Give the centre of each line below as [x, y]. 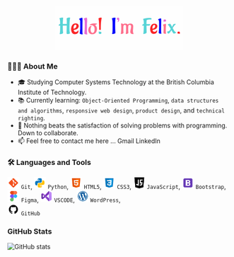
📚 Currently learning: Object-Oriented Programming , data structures [118, 101]
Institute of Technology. [52, 92]
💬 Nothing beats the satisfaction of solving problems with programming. [122, 125]
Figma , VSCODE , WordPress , [71, 200]
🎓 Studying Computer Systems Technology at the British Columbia [116, 82]
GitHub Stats [30, 231]
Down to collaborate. [48, 133]
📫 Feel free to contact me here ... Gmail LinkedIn [89, 141]
